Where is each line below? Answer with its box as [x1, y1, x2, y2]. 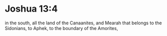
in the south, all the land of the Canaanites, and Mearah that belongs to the [5, 20, 162, 26]
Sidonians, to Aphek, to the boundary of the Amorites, [5, 25, 118, 31]
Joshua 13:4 [5, 3, 58, 15]
